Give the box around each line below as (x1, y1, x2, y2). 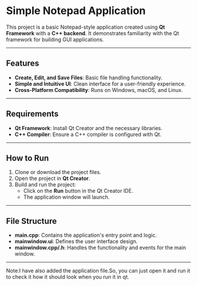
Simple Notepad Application (6, 4, 146, 18)
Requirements (6, 109, 59, 119)
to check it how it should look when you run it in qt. (6, 274, 130, 281)
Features (6, 59, 39, 69)
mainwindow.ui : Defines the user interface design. (14, 238, 138, 245)
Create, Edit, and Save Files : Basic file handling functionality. (14, 74, 163, 81)
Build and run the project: (14, 181, 76, 188)
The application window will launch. (23, 193, 110, 200)
